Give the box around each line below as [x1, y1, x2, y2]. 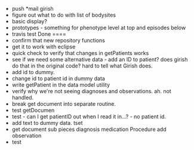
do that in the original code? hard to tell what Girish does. [11, 62, 153, 69]
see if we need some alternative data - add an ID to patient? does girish [11, 56, 188, 63]
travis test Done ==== [11, 30, 67, 38]
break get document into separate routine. [11, 100, 116, 107]
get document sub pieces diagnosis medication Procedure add [11, 125, 167, 133]
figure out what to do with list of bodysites [11, 11, 116, 19]
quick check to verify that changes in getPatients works [11, 50, 149, 56]
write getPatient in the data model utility [11, 81, 110, 88]
